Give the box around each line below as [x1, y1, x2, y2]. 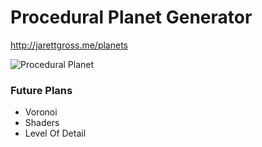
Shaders [24, 117, 60, 129]
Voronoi [24, 106, 58, 118]
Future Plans [10, 83, 73, 97]
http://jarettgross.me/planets [10, 39, 129, 51]
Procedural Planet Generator [10, 6, 253, 29]
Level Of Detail [24, 127, 87, 140]
